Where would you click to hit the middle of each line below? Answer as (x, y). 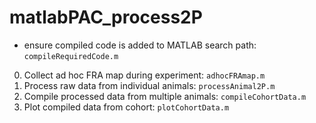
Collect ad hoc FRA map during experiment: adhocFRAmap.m (144, 75)
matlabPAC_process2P (106, 17)
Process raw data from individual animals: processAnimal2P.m (149, 85)
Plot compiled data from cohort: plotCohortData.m (126, 107)
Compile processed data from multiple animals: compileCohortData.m (165, 96)
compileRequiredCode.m (71, 56)
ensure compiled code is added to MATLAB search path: (140, 45)
